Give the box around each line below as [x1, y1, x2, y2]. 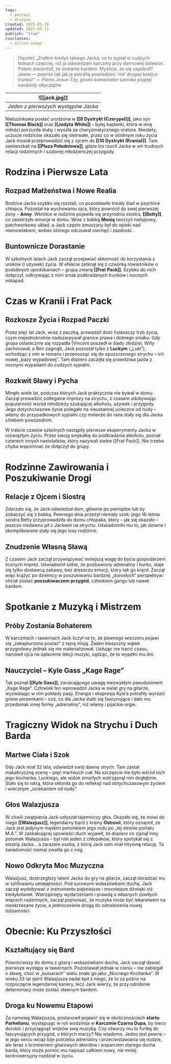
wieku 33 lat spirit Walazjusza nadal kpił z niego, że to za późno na [5, 976, 146, 982]
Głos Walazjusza [5, 800, 60, 809]
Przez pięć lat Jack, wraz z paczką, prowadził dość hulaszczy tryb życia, [5, 329, 159, 335]
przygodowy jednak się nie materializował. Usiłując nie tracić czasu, [5, 646, 149, 652]
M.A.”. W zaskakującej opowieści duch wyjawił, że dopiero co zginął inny [5, 830, 158, 836]
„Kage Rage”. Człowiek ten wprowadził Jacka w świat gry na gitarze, [5, 685, 150, 691]
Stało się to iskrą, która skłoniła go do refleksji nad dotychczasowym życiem [5, 780, 166, 786]
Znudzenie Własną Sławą [5, 542, 88, 551]
